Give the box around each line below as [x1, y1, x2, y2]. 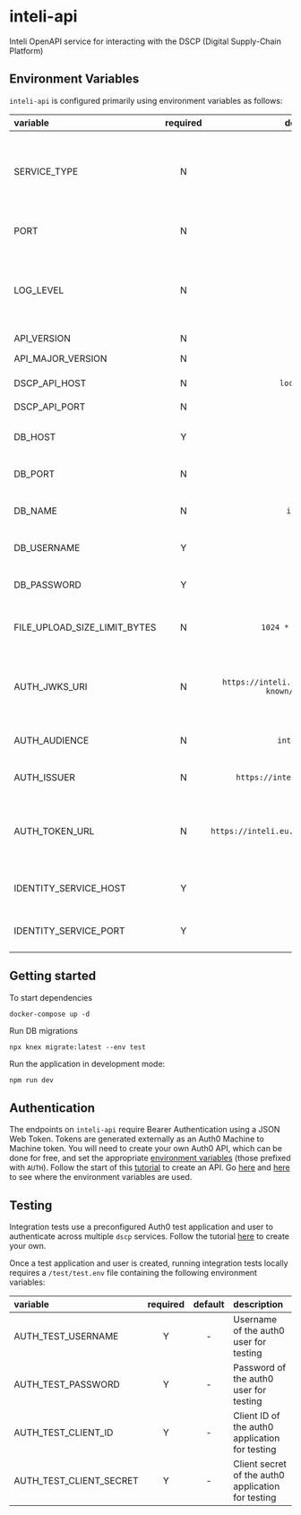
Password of [232, 1362, 287, 1374]
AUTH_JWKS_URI [13, 680, 88, 693]
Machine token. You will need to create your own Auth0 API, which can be [9, 1143, 282, 1154]
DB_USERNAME [13, 541, 81, 554]
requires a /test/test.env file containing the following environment [9, 1268, 258, 1278]
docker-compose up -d [9, 1010, 90, 1019]
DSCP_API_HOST [13, 376, 87, 389]
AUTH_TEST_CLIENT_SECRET [13, 1475, 139, 1487]
